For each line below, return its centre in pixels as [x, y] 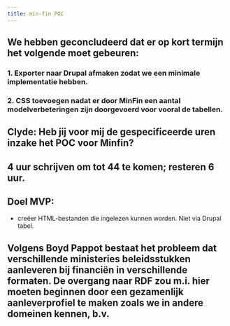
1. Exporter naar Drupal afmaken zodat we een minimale [104, 73]
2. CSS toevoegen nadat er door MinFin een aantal [94, 100]
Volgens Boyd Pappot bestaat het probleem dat [112, 248]
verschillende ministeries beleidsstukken [99, 259]
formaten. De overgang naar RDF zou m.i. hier [108, 281]
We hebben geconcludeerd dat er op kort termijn [115, 42]
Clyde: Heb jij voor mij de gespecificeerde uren [112, 132]
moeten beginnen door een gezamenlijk [95, 292]
